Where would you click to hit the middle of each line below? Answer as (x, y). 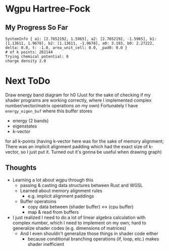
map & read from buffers (53, 212)
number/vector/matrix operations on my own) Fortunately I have (72, 105)
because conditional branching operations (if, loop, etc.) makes (93, 239)
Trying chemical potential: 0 (37, 56)
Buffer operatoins (38, 201)
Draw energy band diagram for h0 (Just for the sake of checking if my (78, 95)
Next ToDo (28, 81)
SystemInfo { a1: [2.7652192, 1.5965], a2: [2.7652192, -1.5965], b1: (81, 39)
